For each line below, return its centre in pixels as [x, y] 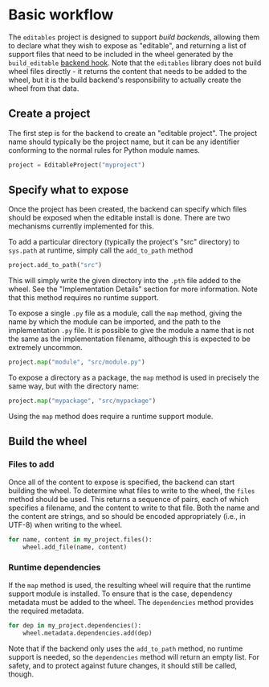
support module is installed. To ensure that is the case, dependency [120, 594]
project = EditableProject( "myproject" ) [77, 165]
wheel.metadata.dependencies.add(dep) [88, 633]
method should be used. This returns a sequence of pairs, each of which [128, 499]
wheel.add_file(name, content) [75, 547]
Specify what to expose [69, 190]
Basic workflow [61, 15]
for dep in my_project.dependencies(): [75, 625]
